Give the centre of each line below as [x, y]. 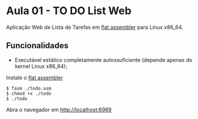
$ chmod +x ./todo [29, 93]
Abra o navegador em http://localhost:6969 [59, 110]
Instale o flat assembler [35, 77]
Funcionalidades [38, 46]
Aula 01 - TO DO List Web [69, 11]
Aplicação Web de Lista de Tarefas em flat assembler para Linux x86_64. [95, 27]
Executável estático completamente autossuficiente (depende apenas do [103, 59]
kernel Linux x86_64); [41, 66]
